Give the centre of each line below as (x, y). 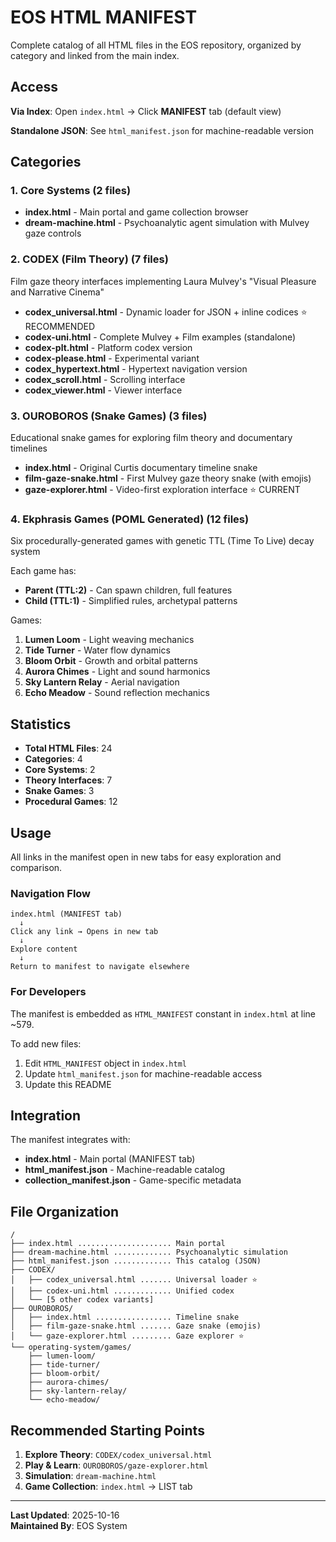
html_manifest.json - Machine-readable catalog (125, 1170)
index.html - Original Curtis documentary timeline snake (141, 468)
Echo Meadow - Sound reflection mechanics (117, 693)
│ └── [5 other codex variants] (82, 1300)
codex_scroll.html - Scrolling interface (105, 379)
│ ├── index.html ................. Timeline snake (125, 1317)
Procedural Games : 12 (71, 802)
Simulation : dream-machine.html (90, 1475)
